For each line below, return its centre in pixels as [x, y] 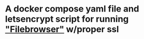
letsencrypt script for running [67, 19]
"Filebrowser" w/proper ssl [62, 29]
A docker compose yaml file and [72, 9]
